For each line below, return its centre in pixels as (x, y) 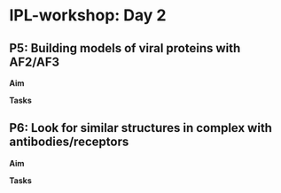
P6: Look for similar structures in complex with (141, 128)
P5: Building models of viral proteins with (125, 48)
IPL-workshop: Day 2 (88, 15)
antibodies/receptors (69, 142)
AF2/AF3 (35, 62)
